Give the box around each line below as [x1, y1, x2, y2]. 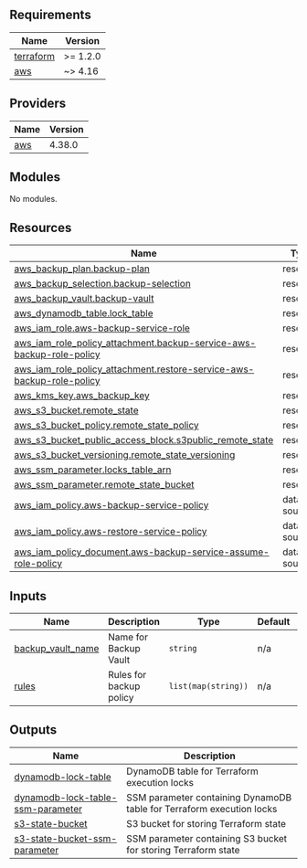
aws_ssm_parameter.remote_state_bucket [14, 479, 195, 492]
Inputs [9, 588, 48, 604]
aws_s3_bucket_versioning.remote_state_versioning [14, 449, 236, 461]
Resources [9, 219, 72, 236]
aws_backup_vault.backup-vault [14, 292, 154, 305]
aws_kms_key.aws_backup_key [14, 389, 150, 402]
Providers [9, 96, 67, 111]
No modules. [9, 194, 58, 205]
